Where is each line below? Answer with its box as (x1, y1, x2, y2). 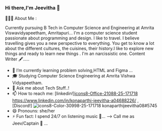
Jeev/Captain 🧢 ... (12, 120, 48, 126)
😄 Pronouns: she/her (12, 108, 55, 114)
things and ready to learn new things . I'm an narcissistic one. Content (5, 51, 145, 56)
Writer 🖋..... (5, 56, 30, 62)
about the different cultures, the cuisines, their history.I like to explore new (5, 46, 154, 52)
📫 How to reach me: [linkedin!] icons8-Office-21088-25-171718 (12, 91, 138, 96)
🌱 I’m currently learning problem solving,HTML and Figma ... (12, 68, 133, 74)
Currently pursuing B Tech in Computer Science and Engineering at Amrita (5, 25, 154, 31)
